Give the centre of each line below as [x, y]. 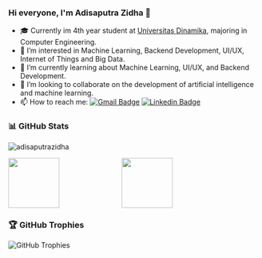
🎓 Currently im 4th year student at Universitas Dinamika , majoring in [133, 30]
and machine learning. [57, 93]
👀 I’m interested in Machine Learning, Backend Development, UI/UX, [132, 50]
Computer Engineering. [58, 42]
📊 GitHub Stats [39, 126]
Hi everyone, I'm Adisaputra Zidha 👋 [79, 13]
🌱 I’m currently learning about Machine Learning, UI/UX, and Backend [135, 68]
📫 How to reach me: [54, 102]
